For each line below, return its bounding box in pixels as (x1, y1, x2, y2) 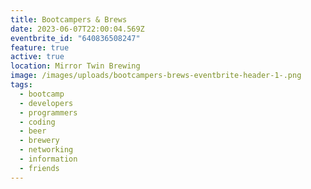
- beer (19, 126, 47, 136)
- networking (19, 145, 74, 155)
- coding (19, 117, 56, 127)
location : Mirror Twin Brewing (10, 61, 141, 71)
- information (19, 154, 78, 164)
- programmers (19, 107, 78, 118)
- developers (19, 98, 74, 108)
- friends (19, 163, 60, 173)
